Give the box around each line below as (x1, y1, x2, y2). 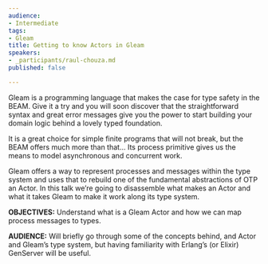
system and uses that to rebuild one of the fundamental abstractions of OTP (8, 174, 258, 184)
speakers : (8, 49, 41, 57)
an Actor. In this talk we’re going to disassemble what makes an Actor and (8, 183, 251, 193)
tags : (8, 26, 26, 34)
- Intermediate (8, 19, 59, 27)
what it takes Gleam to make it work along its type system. (8, 191, 200, 201)
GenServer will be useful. (8, 248, 92, 258)
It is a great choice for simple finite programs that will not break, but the (8, 134, 243, 143)
